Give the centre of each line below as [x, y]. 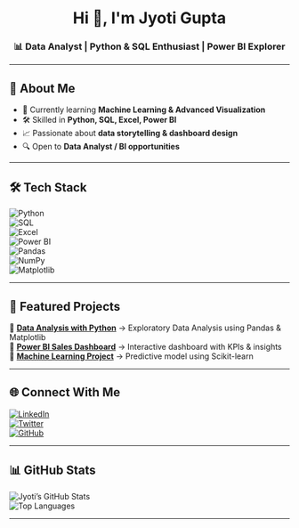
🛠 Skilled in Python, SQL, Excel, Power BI [99, 120]
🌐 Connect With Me [65, 392]
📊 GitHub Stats [53, 471]
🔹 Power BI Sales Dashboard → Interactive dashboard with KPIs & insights [145, 346]
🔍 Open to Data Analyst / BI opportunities [101, 147]
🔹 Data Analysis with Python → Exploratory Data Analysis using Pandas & [145, 328]
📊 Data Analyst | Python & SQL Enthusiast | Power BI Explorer [149, 46]
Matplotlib [28, 337]
